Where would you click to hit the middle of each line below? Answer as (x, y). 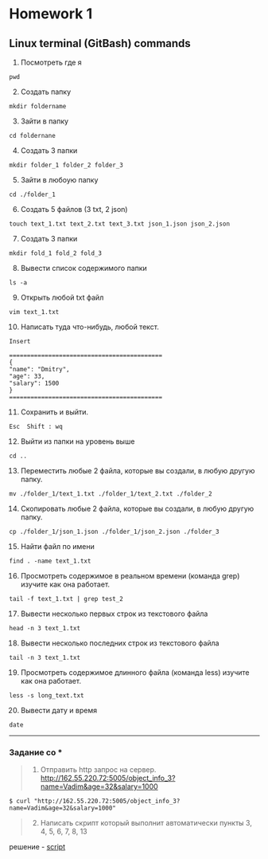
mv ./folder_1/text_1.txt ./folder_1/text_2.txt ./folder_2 (111, 494)
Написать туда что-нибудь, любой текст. (90, 327)
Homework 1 (51, 14)
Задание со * (36, 752)
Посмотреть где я (51, 62)
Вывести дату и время (59, 710)
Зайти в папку (45, 121)
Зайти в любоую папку (59, 180)
